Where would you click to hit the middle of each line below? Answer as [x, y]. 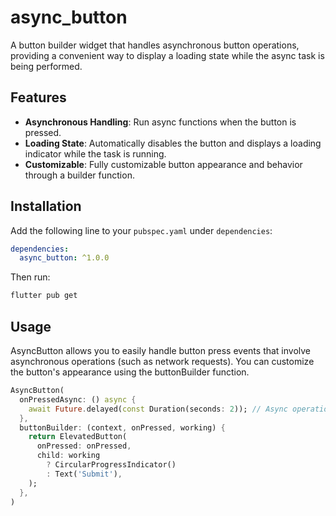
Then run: [30, 277]
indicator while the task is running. [95, 153]
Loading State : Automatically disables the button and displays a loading [173, 143]
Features [38, 97]
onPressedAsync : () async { [78, 399]
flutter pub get [44, 296]
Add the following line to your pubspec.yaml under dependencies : [141, 230]
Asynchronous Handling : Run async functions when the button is [160, 122]
